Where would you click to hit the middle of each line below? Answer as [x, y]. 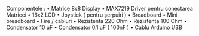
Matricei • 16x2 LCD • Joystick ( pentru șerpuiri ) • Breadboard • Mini [92, 15]
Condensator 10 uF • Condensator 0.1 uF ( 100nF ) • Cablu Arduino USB [94, 27]
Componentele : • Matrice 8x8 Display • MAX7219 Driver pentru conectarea [99, 9]
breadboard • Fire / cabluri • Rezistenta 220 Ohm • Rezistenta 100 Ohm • [97, 21]
